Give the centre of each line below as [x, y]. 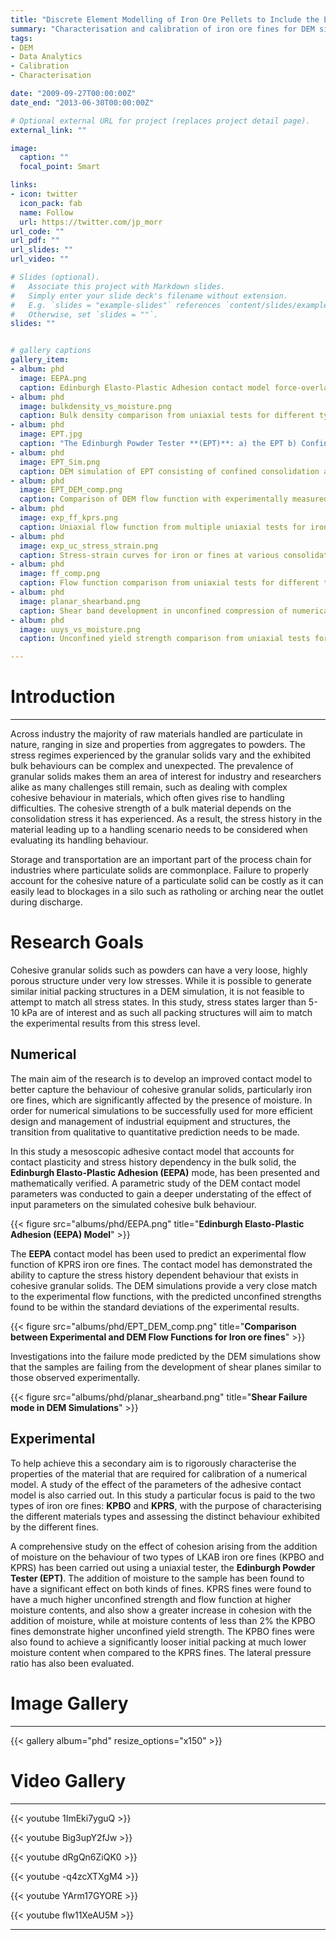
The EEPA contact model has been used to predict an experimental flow [158, 1253]
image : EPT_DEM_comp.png [71, 490]
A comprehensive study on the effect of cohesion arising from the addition [164, 1546]
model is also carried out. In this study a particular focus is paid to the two [163, 1495]
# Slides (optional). [55, 277]
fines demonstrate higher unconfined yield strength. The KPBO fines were [162, 1631]
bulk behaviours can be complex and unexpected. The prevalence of [152, 766]
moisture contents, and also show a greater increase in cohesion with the [161, 1610]
